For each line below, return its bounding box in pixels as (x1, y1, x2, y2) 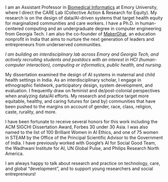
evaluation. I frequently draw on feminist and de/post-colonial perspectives (5, 88, 160, 93)
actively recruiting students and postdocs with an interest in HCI (5, 57, 138, 62)
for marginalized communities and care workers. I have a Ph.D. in (5, 20, 139, 26)
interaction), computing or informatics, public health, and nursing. (26, 62, 162, 68)
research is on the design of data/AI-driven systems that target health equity (5, 15, 163, 21)
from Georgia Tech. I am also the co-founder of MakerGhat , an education (5, 31, 156, 37)
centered (5, 26, 24, 32)
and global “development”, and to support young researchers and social (5, 165, 153, 171)
